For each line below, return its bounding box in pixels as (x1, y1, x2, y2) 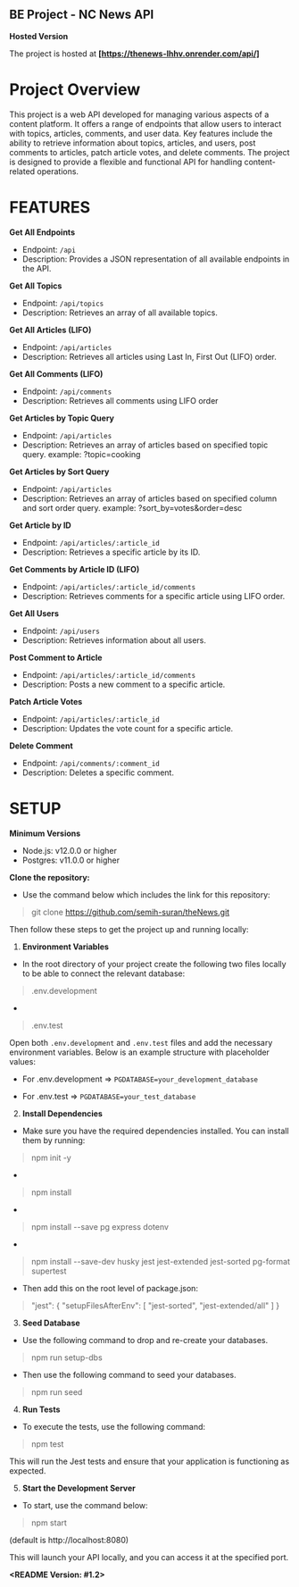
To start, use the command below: (21, 1499, 149, 1510)
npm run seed (30, 1386, 83, 1397)
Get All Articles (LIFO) (9, 324, 92, 335)
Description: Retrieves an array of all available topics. (21, 307, 219, 318)
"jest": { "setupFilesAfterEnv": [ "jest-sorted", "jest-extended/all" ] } (30, 1299, 280, 1311)
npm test (30, 1438, 64, 1449)
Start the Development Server (21, 1483, 137, 1493)
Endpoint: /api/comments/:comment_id (21, 757, 161, 768)
